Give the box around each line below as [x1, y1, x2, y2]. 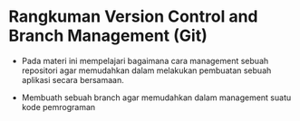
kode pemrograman [21, 101, 96, 112]
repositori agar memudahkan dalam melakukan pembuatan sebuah [21, 65, 272, 76]
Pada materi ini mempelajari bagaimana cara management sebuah [21, 55, 269, 66]
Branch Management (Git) [8, 25, 208, 46]
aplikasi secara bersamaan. [21, 74, 124, 85]
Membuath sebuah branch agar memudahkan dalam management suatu [21, 92, 292, 103]
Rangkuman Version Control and [8, 6, 258, 27]
